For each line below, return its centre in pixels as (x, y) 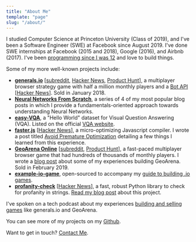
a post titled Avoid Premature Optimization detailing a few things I (93, 137)
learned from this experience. (50, 143)
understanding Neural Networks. (54, 111)
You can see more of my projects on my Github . (63, 221)
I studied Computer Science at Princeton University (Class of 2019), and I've (98, 39)
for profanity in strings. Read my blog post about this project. (88, 192)
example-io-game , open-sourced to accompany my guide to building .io (102, 174)
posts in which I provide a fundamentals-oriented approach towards (96, 105)
